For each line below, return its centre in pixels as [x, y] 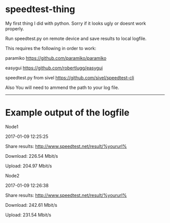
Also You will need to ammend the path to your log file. [62, 87]
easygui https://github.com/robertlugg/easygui [54, 68]
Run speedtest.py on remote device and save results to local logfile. [76, 38]
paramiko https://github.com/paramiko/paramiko [56, 58]
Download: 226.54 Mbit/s [32, 156]
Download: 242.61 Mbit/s [31, 205]
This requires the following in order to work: [51, 48]
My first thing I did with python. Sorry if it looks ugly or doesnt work [76, 23]
